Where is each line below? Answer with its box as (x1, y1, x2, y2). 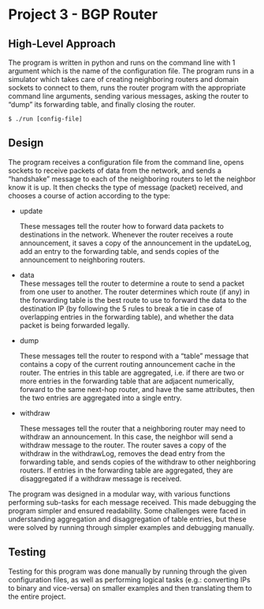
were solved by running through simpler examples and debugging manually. (8, 522, 255, 532)
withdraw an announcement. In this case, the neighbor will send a (19, 432, 234, 441)
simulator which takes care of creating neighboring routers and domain (8, 75, 239, 84)
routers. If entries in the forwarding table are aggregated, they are (19, 465, 234, 475)
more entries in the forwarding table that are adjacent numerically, (19, 376, 235, 386)
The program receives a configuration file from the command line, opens (8, 157, 244, 166)
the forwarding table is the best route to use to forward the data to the (19, 295, 247, 304)
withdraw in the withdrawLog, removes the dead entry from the (19, 448, 225, 458)
